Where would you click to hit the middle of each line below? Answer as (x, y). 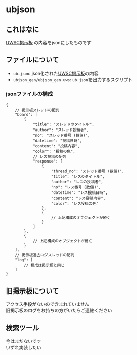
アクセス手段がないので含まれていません (48, 304)
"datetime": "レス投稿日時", (79, 193)
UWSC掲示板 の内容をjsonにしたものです (49, 42)
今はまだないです (24, 341)
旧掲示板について (32, 291)
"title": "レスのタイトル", (78, 177)
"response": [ (48, 162)
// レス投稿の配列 (49, 157)
